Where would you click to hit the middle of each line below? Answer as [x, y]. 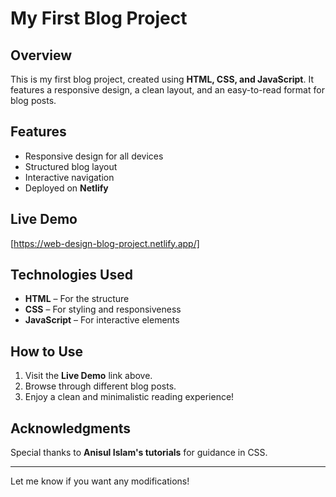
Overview [41, 55]
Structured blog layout [71, 166]
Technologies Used [71, 275]
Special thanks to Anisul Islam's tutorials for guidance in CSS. [139, 453]
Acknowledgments [71, 428]
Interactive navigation [69, 177]
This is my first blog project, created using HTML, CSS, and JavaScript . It [162, 79]
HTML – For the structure [77, 299]
